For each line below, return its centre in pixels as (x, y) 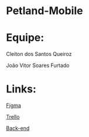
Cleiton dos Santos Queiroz (39, 54)
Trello (13, 117)
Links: (21, 89)
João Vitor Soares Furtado (38, 65)
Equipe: (25, 38)
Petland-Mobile (44, 11)
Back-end (18, 128)
